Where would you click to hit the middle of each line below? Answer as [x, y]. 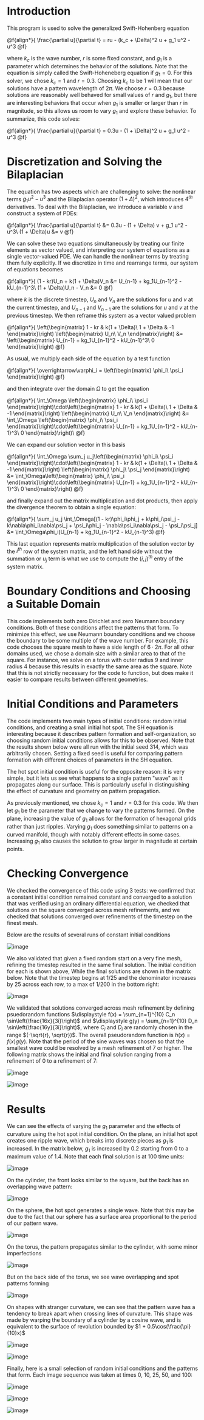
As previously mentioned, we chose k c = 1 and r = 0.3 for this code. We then [103, 803]
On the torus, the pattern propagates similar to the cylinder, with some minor [102, 1247]
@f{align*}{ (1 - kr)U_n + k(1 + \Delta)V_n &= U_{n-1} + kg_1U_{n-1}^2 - [94, 281]
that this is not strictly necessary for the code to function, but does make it [100, 673]
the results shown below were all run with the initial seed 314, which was [98, 747]
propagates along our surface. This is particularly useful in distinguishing [98, 784]
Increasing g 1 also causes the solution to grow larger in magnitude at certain [102, 841]
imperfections [24, 1253]
